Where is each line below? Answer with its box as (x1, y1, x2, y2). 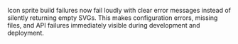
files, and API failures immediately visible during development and (7, 21, 200, 29)
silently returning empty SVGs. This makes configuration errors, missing (7, 13, 218, 22)
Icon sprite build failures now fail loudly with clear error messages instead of (7, 6, 232, 14)
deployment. (7, 28, 44, 37)
